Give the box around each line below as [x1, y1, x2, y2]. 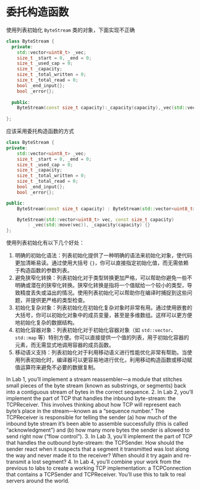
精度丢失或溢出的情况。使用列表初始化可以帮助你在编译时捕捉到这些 [20, 289, 187, 296]
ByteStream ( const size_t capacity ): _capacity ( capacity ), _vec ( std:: [17, 105, 187, 111]
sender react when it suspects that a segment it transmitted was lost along [6, 445, 189, 453]
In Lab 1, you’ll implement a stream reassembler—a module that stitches [6, 376, 183, 383]
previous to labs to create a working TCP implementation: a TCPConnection [6, 465, 192, 472]
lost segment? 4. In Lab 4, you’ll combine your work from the [32, 458, 181, 466]
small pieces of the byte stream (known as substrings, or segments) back [6, 382, 186, 389]
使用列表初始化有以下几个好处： [6, 239, 85, 247]
